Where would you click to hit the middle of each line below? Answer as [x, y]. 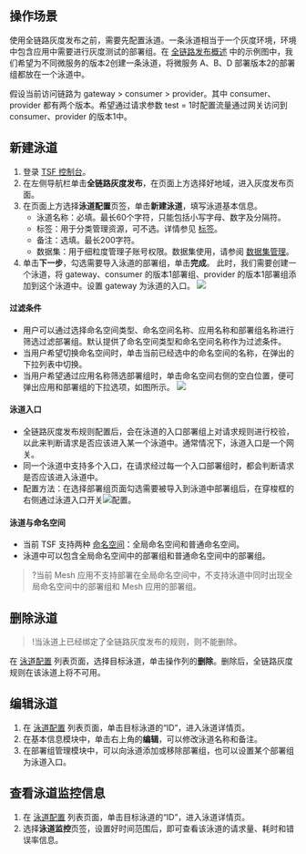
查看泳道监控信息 [57, 793]
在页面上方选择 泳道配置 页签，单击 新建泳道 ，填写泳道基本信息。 [142, 206]
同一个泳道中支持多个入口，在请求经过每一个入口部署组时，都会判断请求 [158, 466]
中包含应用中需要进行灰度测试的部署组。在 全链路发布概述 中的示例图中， [147, 51]
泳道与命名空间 [37, 522]
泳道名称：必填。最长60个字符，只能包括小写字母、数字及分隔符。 [161, 217]
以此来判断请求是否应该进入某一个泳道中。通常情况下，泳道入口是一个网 [158, 443]
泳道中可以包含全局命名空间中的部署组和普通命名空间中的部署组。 [146, 556]
